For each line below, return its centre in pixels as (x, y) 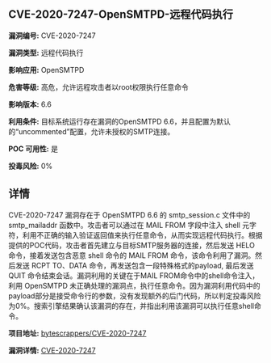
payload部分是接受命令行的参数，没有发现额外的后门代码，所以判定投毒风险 (135, 295)
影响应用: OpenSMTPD (46, 70)
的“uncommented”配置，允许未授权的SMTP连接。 (92, 131)
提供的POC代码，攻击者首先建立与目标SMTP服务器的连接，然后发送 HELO (132, 245)
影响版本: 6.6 (30, 104)
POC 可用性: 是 (33, 149)
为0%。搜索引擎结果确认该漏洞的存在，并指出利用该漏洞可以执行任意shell (131, 306)
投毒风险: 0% (31, 166)
